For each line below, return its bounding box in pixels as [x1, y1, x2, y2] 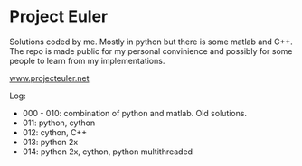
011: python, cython [22, 117, 96, 128]
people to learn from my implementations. [9, 55, 165, 66]
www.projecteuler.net [9, 72, 90, 83]
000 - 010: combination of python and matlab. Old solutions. [22, 107, 247, 118]
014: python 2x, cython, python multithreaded [22, 146, 193, 157]
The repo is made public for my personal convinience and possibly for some [9, 45, 293, 56]
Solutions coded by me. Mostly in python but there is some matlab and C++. [9, 36, 294, 47]
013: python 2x [22, 136, 79, 147]
